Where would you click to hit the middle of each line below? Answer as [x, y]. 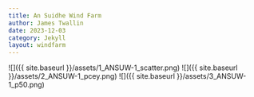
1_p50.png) [27, 85]
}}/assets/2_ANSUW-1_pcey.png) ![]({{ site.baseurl [92, 76]
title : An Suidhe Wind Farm [55, 16]
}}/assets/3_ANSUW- [212, 76]
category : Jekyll [37, 38]
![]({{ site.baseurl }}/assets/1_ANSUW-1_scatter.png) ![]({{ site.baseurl [123, 68]
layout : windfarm [37, 45]
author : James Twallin [46, 23]
